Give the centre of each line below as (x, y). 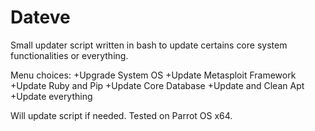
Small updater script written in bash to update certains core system (149, 45)
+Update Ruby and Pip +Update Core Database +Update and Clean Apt (157, 85)
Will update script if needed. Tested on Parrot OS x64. (121, 115)
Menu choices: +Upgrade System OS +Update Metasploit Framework (153, 75)
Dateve (40, 17)
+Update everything (51, 96)
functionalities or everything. (69, 55)
